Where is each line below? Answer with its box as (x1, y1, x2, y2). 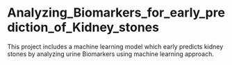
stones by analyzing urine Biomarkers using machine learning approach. (7, 50, 214, 58)
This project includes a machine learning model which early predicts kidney (7, 42, 224, 50)
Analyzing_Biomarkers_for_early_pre (7, 5, 226, 21)
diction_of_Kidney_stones (7, 19, 160, 35)
